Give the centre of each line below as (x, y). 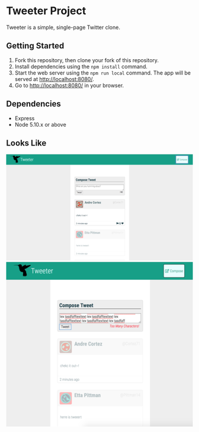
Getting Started (35, 46)
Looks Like (26, 143)
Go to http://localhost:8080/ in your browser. (69, 85)
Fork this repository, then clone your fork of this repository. (86, 60)
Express (25, 118)
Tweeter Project (46, 11)
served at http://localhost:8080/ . (54, 79)
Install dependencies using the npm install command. (81, 66)
